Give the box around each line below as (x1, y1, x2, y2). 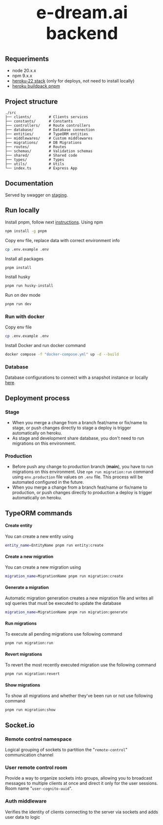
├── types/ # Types (5, 157, 64, 163)
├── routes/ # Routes (5, 144, 67, 149)
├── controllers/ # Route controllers (5, 123, 91, 128)
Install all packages (5, 256, 44, 262)
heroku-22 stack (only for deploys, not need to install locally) (12, 78, 135, 84)
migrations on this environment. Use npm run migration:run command (12, 469, 154, 475)
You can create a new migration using (5, 564, 81, 570)
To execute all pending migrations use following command (5, 631, 122, 637)
